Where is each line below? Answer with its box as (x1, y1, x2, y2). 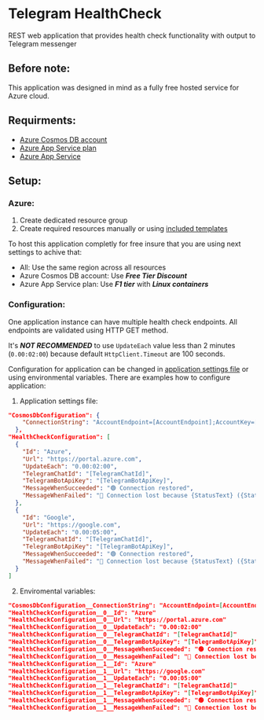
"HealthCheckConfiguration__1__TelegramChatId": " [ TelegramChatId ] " (8, 681, 237, 690)
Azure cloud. (8, 91, 49, 101)
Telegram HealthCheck (8, 5, 163, 23)
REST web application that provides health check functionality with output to (8, 31, 256, 40)
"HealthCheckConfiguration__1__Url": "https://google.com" (8, 667, 206, 675)
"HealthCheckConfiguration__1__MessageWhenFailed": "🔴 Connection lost (8, 703, 247, 711)
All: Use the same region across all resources (19, 263, 167, 272)
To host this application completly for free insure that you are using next (8, 239, 241, 248)
